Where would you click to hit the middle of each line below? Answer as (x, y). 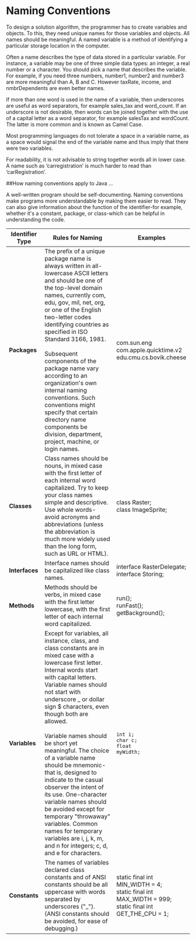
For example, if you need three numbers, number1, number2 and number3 (95, 76)
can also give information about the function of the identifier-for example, (94, 207)
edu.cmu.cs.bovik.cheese (151, 357)
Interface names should (77, 563)
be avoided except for (75, 809)
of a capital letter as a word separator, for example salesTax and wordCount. (98, 118)
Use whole (59, 510)
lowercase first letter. (73, 662)
